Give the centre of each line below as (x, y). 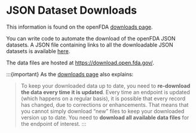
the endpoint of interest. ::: (53, 123)
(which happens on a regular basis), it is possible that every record (103, 98)
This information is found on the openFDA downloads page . (79, 27)
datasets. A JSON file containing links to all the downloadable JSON (90, 45)
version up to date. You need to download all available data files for (105, 117)
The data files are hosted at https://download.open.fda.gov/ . (80, 63)
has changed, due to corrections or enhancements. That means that (105, 104)
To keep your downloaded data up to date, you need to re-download (105, 86)
